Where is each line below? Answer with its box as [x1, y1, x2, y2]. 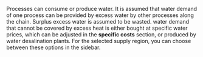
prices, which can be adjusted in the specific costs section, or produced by [6, 31, 196, 38]
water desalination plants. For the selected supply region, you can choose [6, 38, 191, 44]
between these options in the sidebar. [6, 44, 101, 51]
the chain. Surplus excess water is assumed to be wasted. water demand [6, 18, 190, 25]
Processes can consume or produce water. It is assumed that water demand [6, 5, 198, 12]
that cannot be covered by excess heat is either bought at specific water [6, 24, 188, 32]
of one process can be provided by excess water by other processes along [6, 12, 194, 19]
